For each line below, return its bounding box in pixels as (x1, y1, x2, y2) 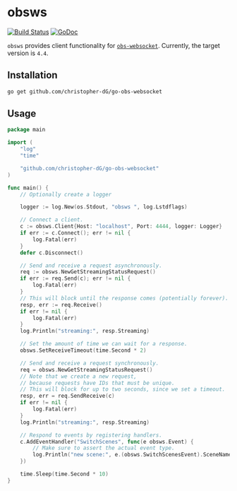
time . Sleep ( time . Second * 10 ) (20, 471, 109, 478)
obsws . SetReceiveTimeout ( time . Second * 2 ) (20, 347, 147, 354)
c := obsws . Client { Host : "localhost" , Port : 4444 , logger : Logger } (20, 223, 222, 230)
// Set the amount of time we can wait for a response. (20, 341, 188, 348)
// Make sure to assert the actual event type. (32, 444, 175, 452)
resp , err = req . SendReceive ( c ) (20, 393, 115, 400)
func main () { (7, 184, 49, 191)
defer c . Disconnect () (20, 249, 83, 256)
